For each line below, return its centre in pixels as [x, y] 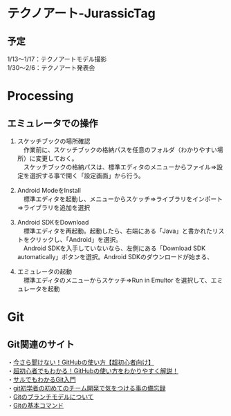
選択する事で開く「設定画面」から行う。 [87, 176]
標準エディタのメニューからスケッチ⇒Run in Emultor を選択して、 [117, 280]
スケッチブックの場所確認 [54, 141]
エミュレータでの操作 [53, 123]
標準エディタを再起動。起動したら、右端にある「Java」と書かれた [118, 231]
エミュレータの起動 [45, 272]
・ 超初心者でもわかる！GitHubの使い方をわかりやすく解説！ [93, 371]
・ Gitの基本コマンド [36, 405]
